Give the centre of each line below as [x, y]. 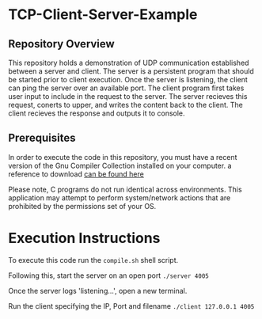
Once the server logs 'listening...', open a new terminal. [98, 291]
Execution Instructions [84, 238]
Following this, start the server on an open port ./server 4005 [109, 275]
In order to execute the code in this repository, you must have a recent [123, 157]
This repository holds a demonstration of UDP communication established [129, 63]
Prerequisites [42, 138]
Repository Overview [61, 44]
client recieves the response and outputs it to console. [97, 113]
